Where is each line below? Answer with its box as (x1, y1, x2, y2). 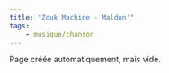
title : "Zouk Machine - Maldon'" (9, 12, 135, 22)
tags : (9, 21, 30, 30)
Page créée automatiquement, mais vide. (9, 54, 162, 65)
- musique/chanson (25, 29, 94, 38)
